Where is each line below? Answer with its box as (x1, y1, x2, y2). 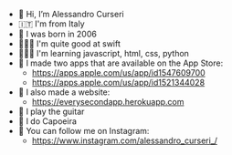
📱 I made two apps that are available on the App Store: (17, 57, 224, 68)
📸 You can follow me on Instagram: (17, 126, 150, 136)
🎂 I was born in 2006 (17, 28, 98, 39)
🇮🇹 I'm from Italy (17, 18, 85, 29)
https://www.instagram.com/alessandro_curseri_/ (31, 135, 217, 146)
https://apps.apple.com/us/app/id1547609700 (31, 67, 206, 77)
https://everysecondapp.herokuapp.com (31, 97, 185, 107)
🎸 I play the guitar (17, 106, 85, 117)
